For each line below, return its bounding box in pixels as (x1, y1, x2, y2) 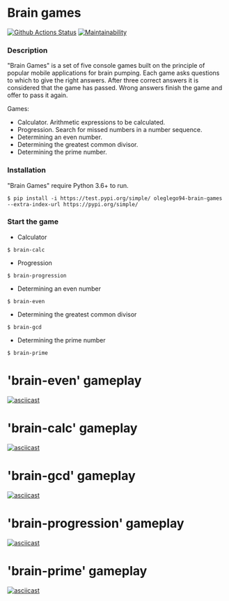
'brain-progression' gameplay (7, 515, 184, 531)
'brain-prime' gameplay (7, 563, 148, 579)
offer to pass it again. (7, 91, 68, 99)
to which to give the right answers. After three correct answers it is (7, 76, 199, 85)
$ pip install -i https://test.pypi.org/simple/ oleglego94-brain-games (7, 194, 223, 202)
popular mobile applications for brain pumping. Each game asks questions (7, 68, 220, 78)
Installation (7, 166, 47, 175)
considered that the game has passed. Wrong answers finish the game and (7, 84, 223, 92)
